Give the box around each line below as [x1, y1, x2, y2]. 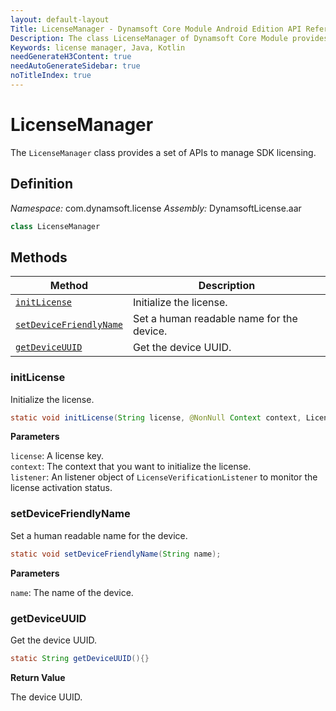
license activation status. [10, 482, 113, 494]
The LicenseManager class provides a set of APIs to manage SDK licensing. [10, 146, 317, 158]
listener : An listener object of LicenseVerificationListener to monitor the [10, 471, 318, 483]
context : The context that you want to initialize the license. [10, 461, 252, 473]
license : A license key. [10, 450, 104, 462]
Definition [10, 176, 73, 193]
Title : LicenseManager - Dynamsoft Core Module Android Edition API [10, 24, 302, 34]
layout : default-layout [10, 14, 110, 25]
